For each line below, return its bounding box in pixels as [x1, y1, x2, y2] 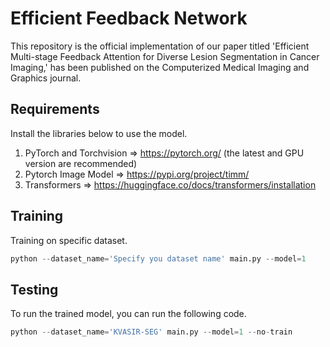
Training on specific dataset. [10, 234, 128, 246]
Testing [10, 281, 59, 298]
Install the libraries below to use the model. [10, 127, 188, 139]
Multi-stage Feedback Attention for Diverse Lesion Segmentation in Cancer [10, 50, 320, 62]
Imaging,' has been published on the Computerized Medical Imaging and [10, 61, 310, 73]
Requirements [10, 101, 100, 118]
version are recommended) [24, 157, 138, 169]
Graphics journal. [10, 72, 82, 84]
